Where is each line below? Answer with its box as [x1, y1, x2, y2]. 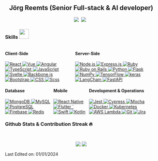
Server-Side [75, 50, 100, 56]
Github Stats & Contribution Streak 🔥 [5, 121, 93, 128]
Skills [5, 33, 18, 40]
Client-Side [5, 50, 29, 56]
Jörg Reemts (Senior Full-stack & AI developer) [9, 4, 154, 12]
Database [5, 88, 25, 93]
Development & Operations [88, 88, 144, 93]
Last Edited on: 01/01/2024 [5, 151, 58, 157]
